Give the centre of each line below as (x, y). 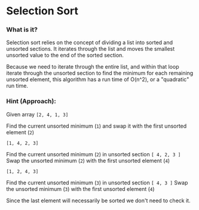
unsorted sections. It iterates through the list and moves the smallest (91, 49)
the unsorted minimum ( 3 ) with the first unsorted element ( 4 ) (80, 189)
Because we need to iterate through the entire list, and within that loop (93, 67)
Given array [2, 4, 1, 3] (37, 114)
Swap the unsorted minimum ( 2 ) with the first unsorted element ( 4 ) (88, 160)
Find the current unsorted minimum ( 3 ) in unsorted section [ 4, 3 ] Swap (97, 183)
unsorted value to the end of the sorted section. (65, 55)
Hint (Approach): (31, 101)
